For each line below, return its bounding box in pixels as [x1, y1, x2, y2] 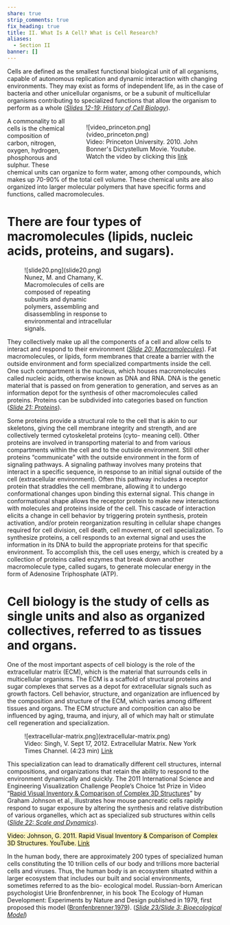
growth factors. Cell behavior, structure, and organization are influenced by [7, 689, 220, 698]
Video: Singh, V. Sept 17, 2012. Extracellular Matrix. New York [24, 739, 197, 747]
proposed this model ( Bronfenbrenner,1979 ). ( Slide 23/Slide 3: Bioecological [7, 903, 222, 911]
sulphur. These [7, 161, 49, 169]
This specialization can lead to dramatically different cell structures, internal [7, 760, 222, 768]
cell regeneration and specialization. [7, 718, 110, 727]
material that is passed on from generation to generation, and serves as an [7, 381, 218, 389]
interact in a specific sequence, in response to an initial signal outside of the [7, 468, 222, 476]
